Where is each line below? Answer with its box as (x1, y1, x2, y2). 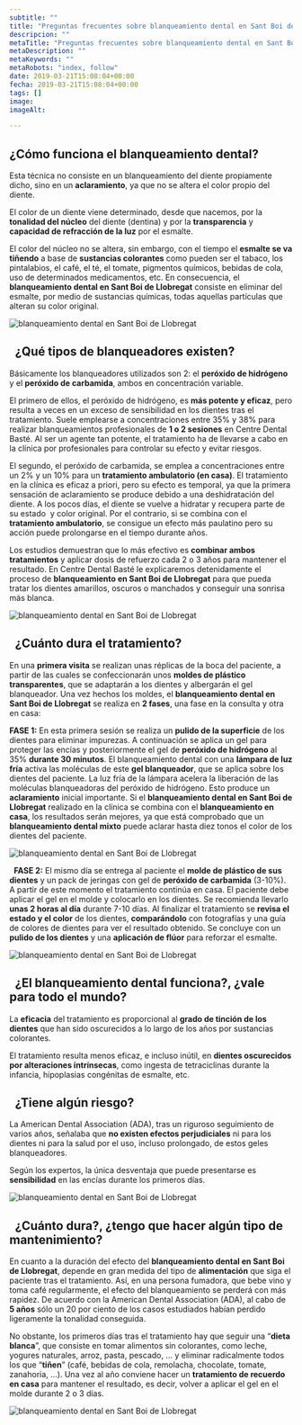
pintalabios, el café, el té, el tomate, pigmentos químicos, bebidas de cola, (9, 263, 284, 273)
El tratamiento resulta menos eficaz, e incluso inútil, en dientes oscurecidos (9, 1050, 292, 1061)
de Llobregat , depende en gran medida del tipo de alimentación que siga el (9, 1266, 291, 1277)
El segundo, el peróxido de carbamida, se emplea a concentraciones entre (9, 460, 285, 471)
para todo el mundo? (9, 990, 128, 1005)
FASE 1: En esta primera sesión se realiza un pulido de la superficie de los (9, 725, 285, 736)
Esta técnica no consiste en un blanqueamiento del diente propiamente (9, 170, 272, 181)
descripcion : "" (9, 30, 70, 39)
